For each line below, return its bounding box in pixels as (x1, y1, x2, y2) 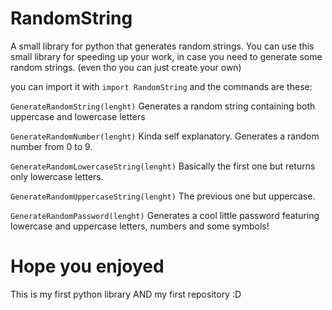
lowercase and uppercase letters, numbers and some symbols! (10, 220, 270, 232)
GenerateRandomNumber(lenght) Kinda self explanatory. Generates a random (10, 130, 320, 142)
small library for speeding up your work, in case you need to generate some (10, 50, 323, 62)
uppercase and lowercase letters (10, 110, 146, 122)
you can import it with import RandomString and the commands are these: (10, 80, 313, 92)
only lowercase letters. (10, 170, 104, 182)
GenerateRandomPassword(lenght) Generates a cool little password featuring (10, 209, 320, 221)
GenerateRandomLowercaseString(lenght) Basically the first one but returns (10, 160, 316, 172)
